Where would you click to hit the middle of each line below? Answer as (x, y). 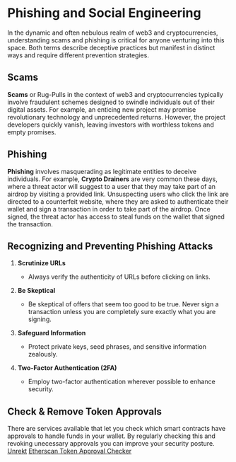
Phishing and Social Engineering (104, 13)
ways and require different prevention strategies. (78, 55)
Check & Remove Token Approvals (85, 411)
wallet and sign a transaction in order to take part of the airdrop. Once (109, 209)
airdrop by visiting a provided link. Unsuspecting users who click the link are (118, 194)
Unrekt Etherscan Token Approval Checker (70, 451)
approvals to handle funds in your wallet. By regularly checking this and (111, 436)
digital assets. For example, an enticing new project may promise (102, 109)
